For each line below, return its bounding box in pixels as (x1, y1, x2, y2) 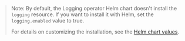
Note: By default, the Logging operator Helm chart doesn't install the (11, 5, 177, 12)
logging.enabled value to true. (11, 17, 85, 24)
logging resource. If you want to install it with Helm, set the (11, 11, 154, 18)
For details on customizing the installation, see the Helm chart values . (11, 28, 180, 35)
